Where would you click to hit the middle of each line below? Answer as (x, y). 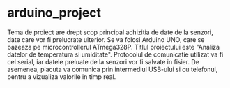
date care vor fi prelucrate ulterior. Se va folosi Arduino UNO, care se (106, 39)
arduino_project (54, 13)
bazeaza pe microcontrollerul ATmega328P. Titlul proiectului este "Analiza (114, 47)
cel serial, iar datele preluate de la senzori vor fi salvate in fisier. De (103, 61)
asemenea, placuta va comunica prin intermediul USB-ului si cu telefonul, (113, 69)
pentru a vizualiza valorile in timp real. (62, 76)
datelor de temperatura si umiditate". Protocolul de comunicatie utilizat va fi (115, 54)
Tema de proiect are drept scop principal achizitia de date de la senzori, (110, 32)
